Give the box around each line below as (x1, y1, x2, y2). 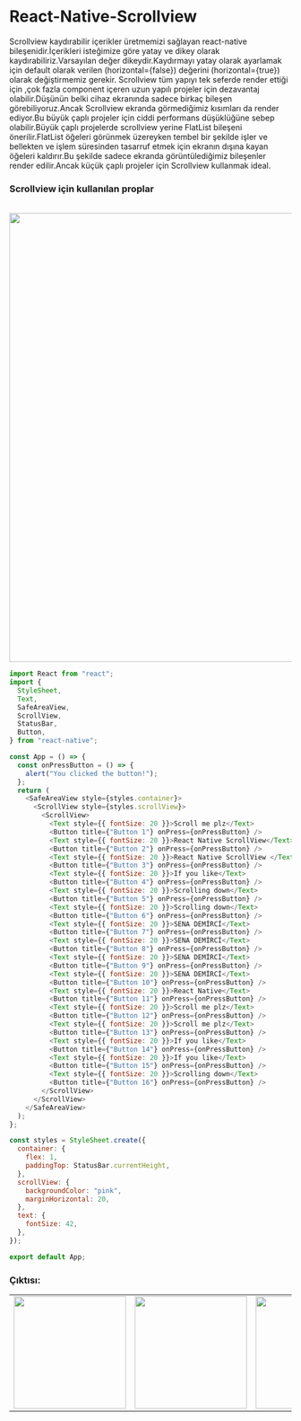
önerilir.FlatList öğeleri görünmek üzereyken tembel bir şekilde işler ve (9, 131, 269, 142)
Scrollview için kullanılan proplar (9, 182, 154, 195)
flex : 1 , (25, 1152, 58, 1162)
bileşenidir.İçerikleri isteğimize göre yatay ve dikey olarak (9, 45, 220, 56)
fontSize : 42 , (25, 1220, 78, 1229)
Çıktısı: (9, 1274, 41, 1286)
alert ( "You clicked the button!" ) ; (25, 769, 159, 778)
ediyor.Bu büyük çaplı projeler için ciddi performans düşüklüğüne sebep (9, 112, 275, 123)
